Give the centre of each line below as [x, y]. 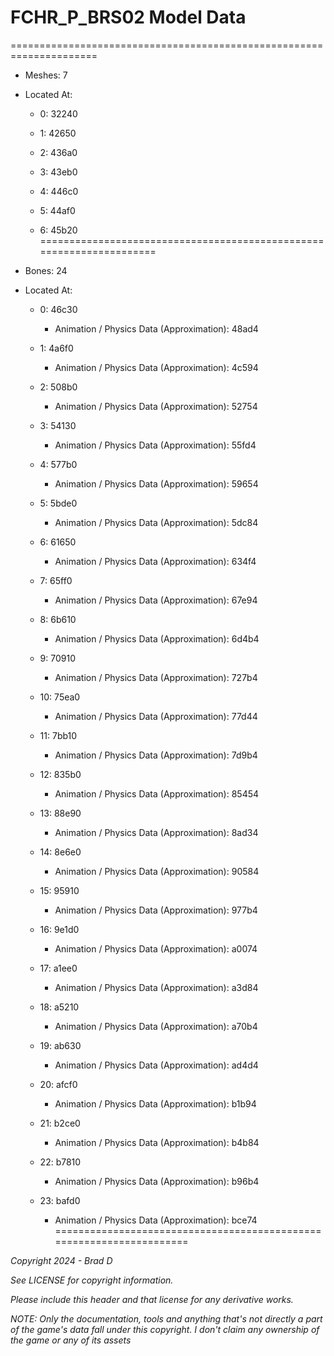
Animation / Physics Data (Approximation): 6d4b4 [157, 638]
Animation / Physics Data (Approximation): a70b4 [156, 1026]
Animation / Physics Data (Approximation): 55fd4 [155, 445]
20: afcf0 [58, 1084]
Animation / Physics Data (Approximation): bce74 [156, 1220]
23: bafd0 [60, 1200]
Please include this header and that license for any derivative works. [152, 1299]
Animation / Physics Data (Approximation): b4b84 [157, 1142]
